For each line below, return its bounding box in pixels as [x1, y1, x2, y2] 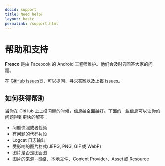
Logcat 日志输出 [12, 137, 45, 143]
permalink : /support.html [5, 21, 58, 26]
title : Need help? [5, 12, 43, 17]
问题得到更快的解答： [5, 114, 48, 120]
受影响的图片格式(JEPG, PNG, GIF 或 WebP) [12, 143, 101, 149]
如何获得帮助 [5, 94, 44, 102]
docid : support [5, 7, 37, 12]
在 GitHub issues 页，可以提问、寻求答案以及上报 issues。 [5, 78, 123, 84]
